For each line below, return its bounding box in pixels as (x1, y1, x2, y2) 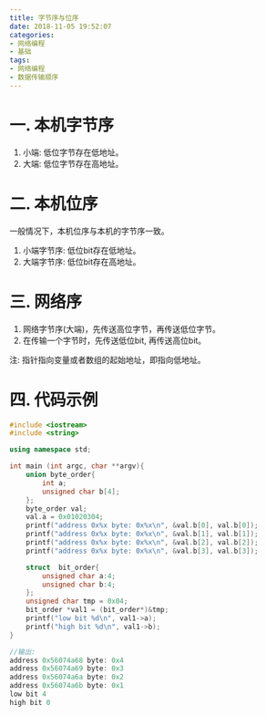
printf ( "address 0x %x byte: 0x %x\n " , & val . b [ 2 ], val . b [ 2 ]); (26, 538, 259, 547)
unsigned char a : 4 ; (42, 571, 117, 580)
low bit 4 (9, 690, 47, 699)
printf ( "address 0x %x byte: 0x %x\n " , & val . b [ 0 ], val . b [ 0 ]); (26, 521, 259, 530)
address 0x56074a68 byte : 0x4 (9, 656, 125, 665)
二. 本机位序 (9, 193, 98, 214)
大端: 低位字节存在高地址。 (22, 158, 124, 169)
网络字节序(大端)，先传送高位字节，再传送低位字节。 (22, 323, 221, 334)
